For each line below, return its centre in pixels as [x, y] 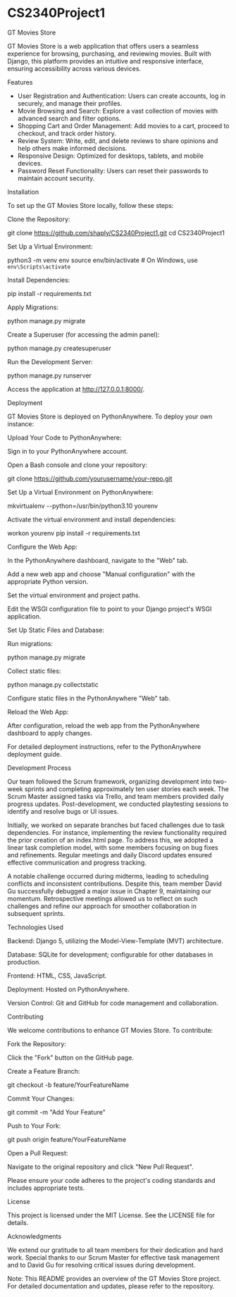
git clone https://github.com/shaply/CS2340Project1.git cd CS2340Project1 [116, 232]
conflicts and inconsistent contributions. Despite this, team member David [114, 883]
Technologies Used [35, 927]
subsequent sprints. [36, 913]
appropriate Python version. [48, 581]
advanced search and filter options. [69, 118]
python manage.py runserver [49, 376]
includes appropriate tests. [46, 1188]
